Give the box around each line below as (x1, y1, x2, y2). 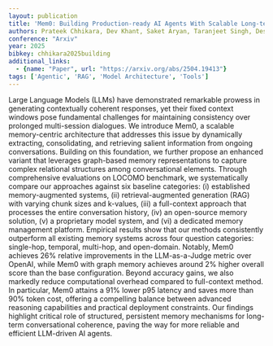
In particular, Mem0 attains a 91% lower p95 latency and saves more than (8, 285, 254, 295)
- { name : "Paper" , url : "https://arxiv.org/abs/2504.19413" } (15, 65, 227, 73)
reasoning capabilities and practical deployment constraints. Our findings (8, 302, 254, 312)
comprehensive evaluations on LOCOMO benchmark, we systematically (8, 173, 249, 182)
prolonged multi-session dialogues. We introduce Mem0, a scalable (8, 120, 235, 130)
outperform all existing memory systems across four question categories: (8, 233, 254, 243)
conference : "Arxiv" (8, 34, 79, 43)
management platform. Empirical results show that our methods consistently (8, 225, 264, 234)
